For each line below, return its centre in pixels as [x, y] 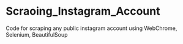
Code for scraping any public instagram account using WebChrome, [91, 28]
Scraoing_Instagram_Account [83, 11]
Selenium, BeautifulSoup [37, 34]
